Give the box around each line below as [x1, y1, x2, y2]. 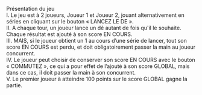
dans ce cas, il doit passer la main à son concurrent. [6, 69, 136, 76]
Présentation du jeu [6, 5, 55, 12]
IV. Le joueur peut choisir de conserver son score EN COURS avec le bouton [6, 57, 195, 63]
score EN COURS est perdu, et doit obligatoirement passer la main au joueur [6, 43, 196, 51]
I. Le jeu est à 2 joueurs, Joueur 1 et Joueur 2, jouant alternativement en [6, 11, 185, 19]
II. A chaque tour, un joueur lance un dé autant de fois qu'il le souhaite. [6, 24, 182, 31]
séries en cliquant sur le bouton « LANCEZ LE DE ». [6, 18, 134, 25]
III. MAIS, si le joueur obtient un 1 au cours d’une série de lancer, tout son [6, 37, 187, 44]
